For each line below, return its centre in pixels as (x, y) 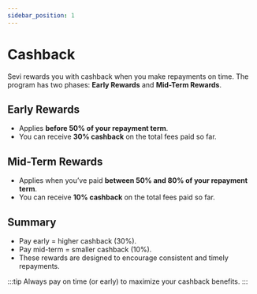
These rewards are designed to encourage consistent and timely (124, 258)
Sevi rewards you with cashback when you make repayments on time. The (128, 76)
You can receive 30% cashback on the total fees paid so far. (118, 137)
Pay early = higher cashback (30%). (78, 241)
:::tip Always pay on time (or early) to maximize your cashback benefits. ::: (128, 281)
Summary (32, 222)
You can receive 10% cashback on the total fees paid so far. (117, 197)
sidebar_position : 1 (41, 15)
